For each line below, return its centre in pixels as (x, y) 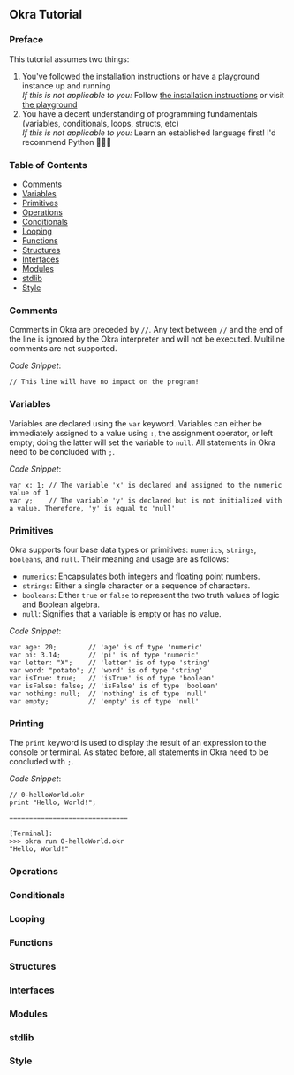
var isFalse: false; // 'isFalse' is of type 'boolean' (114, 686)
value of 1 (29, 493)
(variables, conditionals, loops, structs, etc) (100, 123)
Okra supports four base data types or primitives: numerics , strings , (133, 549)
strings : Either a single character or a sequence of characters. (136, 585)
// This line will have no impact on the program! (104, 382)
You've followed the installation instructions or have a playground (141, 76)
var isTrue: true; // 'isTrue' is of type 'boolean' (112, 678)
